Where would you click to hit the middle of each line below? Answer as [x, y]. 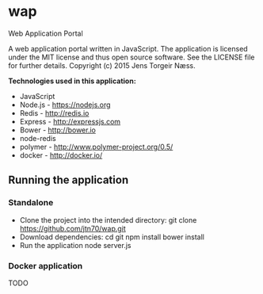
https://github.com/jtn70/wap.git [73, 228]
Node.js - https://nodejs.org [65, 105]
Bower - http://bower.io [58, 130]
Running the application [69, 180]
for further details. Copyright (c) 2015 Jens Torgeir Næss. [102, 65]
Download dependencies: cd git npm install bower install [112, 237]
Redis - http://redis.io [54, 113]
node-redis [38, 138]
